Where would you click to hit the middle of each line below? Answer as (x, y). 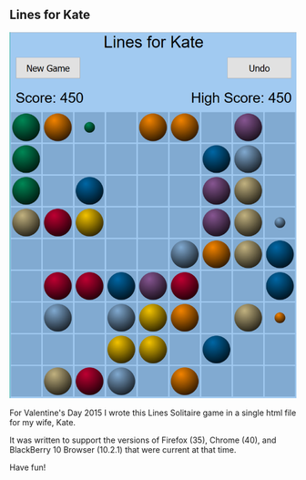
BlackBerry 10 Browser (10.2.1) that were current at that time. (123, 450)
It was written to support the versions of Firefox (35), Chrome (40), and (143, 440)
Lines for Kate (50, 15)
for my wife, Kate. (42, 423)
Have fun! (28, 467)
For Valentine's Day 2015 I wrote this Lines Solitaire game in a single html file (153, 413)
